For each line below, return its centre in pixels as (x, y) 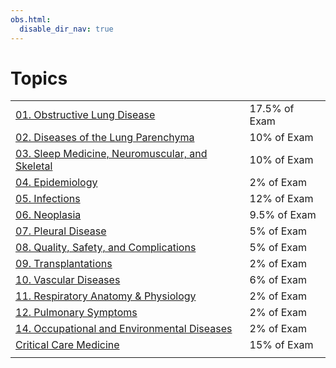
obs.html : (31, 19)
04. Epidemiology (56, 183)
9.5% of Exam (283, 215)
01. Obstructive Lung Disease (85, 115)
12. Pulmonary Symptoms (76, 313)
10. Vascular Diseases (68, 280)
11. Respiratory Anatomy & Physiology (106, 296)
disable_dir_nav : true (66, 29)
